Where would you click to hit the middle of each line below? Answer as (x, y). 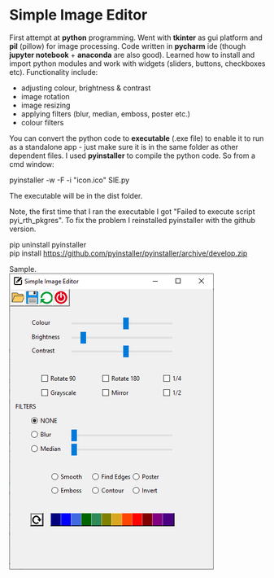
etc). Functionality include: (54, 72)
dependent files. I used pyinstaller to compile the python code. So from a (132, 155)
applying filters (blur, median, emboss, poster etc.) (105, 114)
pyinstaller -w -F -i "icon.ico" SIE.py (70, 180)
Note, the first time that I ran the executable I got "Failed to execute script (132, 211)
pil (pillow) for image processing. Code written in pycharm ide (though (128, 46)
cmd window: (32, 164)
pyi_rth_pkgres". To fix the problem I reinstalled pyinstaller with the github (132, 220)
